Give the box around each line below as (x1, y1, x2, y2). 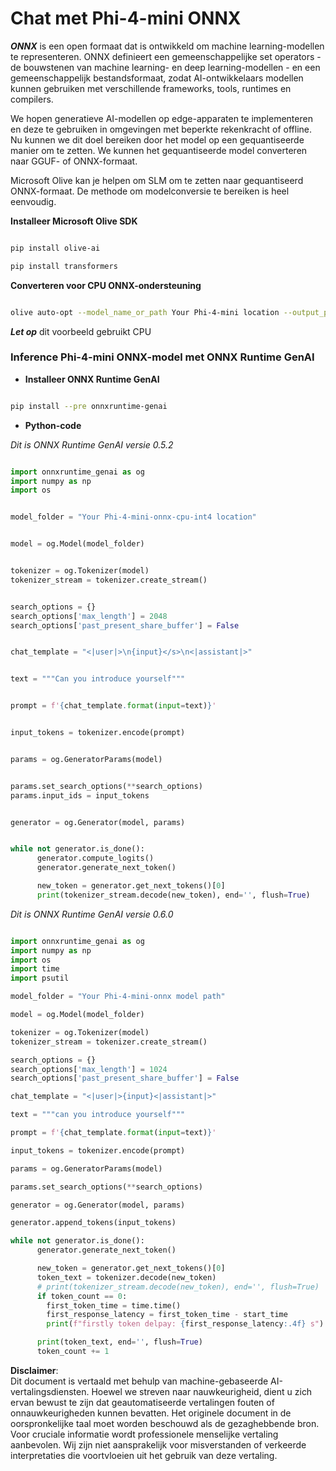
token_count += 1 (36, 1347, 110, 1357)
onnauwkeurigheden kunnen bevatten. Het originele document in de (10, 1407, 292, 1419)
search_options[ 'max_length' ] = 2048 (10, 611, 168, 621)
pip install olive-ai (10, 243, 101, 253)
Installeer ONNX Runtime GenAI (24, 373, 160, 385)
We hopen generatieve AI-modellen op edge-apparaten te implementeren (10, 112, 313, 124)
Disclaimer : (10, 1364, 59, 1376)
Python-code (24, 419, 82, 431)
